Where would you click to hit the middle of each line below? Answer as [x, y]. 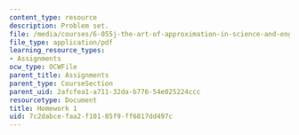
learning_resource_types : [57, 51]
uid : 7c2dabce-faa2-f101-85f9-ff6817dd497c [91, 116]
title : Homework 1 [43, 108]
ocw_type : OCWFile [43, 67]
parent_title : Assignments [59, 75]
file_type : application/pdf [61, 42]
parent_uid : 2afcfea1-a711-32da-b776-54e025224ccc [105, 91]
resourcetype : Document [53, 100]
